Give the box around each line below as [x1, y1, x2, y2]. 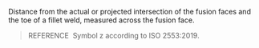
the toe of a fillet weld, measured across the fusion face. [8, 15, 195, 25]
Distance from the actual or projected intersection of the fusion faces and [8, 7, 251, 16]
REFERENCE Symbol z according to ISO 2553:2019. [27, 31, 200, 40]
